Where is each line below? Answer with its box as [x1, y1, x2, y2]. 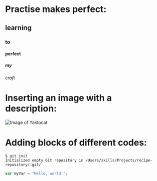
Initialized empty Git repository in [5, 157, 84, 163]
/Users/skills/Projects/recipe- [85, 157, 153, 163]
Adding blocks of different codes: [5, 137, 147, 148]
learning [5, 23, 32, 32]
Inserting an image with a [5, 92, 112, 103]
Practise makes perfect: [5, 3, 107, 15]
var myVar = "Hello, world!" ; [5, 171, 68, 176]
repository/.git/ [5, 162, 41, 167]
